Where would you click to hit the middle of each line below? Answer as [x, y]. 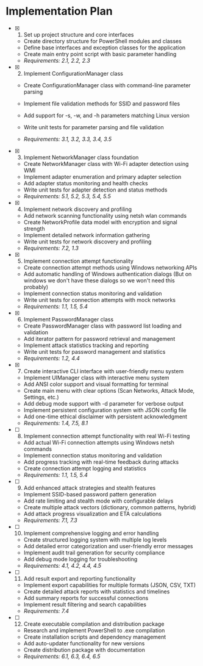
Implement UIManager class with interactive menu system [96, 378]
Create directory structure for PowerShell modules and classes [103, 41]
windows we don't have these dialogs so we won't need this [99, 280]
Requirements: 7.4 [46, 610]
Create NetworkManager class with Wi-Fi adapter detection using [106, 163]
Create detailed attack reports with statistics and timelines [97, 591]
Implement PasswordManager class [69, 319]
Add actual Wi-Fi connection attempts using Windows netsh [99, 442]
